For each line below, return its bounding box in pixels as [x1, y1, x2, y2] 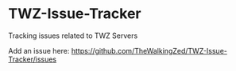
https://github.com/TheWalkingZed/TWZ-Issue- [71, 46, 228, 55]
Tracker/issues [8, 54, 57, 64]
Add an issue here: [8, 46, 70, 55]
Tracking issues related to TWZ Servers [8, 31, 138, 40]
